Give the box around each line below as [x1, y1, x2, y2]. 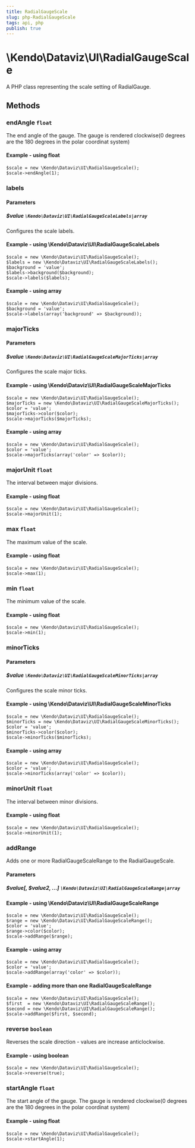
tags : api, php [6, 20, 44, 26]
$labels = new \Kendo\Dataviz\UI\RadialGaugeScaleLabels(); [6, 259, 159, 265]
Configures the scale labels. [6, 227, 75, 234]
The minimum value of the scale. [6, 598, 86, 605]
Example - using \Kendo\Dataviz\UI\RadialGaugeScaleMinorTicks [6, 700, 171, 708]
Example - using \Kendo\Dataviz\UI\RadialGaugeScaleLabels [6, 241, 160, 248]
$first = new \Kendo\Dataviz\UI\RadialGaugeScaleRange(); [6, 1000, 156, 1006]
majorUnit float [6, 465, 52, 473]
